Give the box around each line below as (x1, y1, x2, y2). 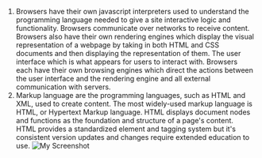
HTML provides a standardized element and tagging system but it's (15, 124, 237, 134)
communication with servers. (15, 82, 111, 92)
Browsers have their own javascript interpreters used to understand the (15, 7, 249, 16)
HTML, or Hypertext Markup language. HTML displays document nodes (15, 107, 251, 117)
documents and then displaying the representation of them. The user (15, 49, 241, 58)
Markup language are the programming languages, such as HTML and (15, 91, 246, 100)
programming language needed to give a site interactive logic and (15, 15, 232, 24)
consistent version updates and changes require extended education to (15, 133, 250, 141)
